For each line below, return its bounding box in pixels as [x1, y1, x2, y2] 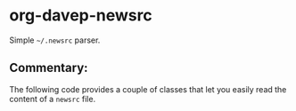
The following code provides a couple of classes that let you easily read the [9, 83, 287, 94]
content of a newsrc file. [9, 93, 96, 104]
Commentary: [9, 60, 88, 75]
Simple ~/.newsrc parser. [9, 35, 101, 45]
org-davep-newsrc [9, 5, 153, 26]
